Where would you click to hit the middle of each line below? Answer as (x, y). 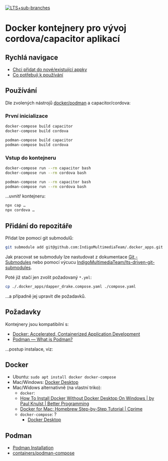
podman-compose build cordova (37, 145)
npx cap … (16, 206)
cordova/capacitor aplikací (63, 39)
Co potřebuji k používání (38, 75)
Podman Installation (33, 448)
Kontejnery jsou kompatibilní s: (37, 324)
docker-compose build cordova (37, 131)
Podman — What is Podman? (43, 339)
